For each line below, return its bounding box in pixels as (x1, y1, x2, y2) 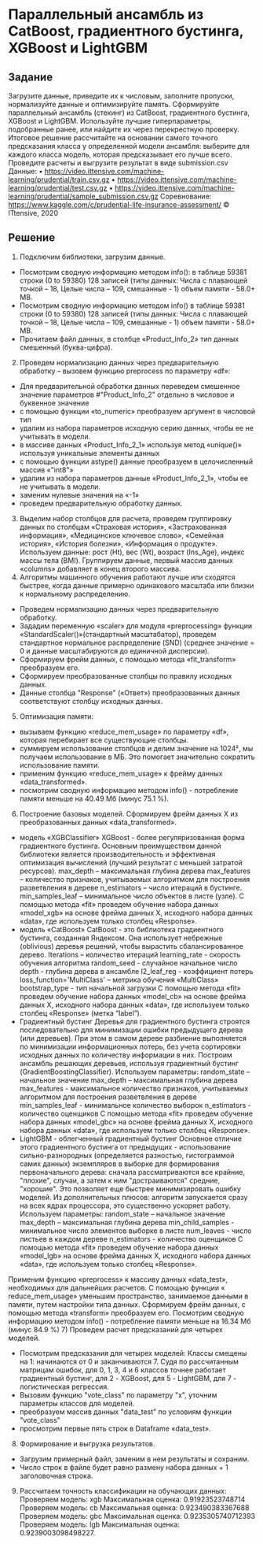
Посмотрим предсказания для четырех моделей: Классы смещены (19, 1348, 247, 1357)
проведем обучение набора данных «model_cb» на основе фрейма (19, 991, 247, 1001)
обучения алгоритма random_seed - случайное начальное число (19, 958, 238, 968)
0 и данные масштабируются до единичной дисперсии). (19, 646, 210, 655)
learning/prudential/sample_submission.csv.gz (8, 191, 159, 201)
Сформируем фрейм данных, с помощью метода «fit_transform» (19, 654, 236, 664)
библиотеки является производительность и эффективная (19, 849, 216, 859)
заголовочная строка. (19, 1471, 93, 1480)
